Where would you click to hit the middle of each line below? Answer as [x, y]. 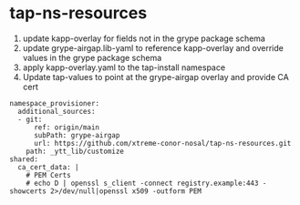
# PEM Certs [48, 175]
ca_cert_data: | [48, 167]
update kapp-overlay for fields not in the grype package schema [144, 38]
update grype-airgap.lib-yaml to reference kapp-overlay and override [153, 47]
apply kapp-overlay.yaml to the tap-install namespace [124, 67]
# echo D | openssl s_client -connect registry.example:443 [142, 183]
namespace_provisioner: [55, 103]
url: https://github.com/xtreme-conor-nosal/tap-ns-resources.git [162, 143]
